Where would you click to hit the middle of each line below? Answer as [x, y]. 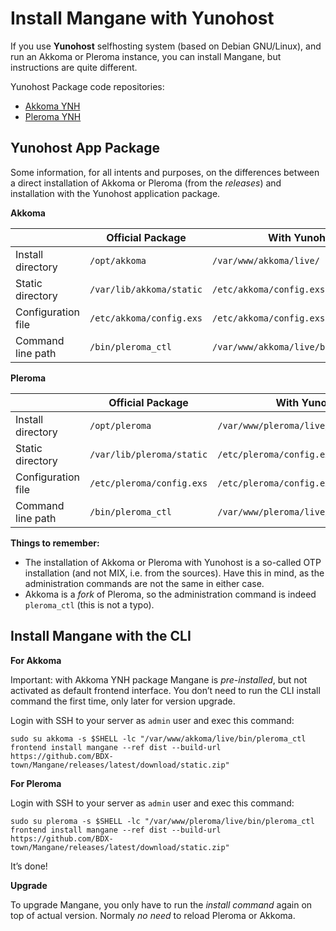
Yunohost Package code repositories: [87, 86]
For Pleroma [36, 783]
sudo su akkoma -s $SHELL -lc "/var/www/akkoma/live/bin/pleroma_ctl [158, 738]
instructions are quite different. [74, 67]
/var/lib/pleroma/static [148, 454]
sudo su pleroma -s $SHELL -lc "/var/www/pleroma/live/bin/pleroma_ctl [162, 821]
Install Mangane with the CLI [101, 636]
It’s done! [29, 866]
